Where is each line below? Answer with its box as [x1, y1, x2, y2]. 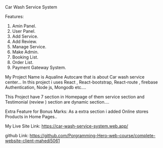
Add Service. [12, 34, 38, 39]
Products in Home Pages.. [5, 114, 57, 119]
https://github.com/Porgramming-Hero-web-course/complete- [29, 133, 156, 138]
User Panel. [12, 28, 36, 34]
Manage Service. [12, 44, 47, 49]
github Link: [5, 133, 29, 138]
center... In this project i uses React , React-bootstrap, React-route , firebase [5, 79, 158, 85]
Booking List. [12, 54, 38, 60]
